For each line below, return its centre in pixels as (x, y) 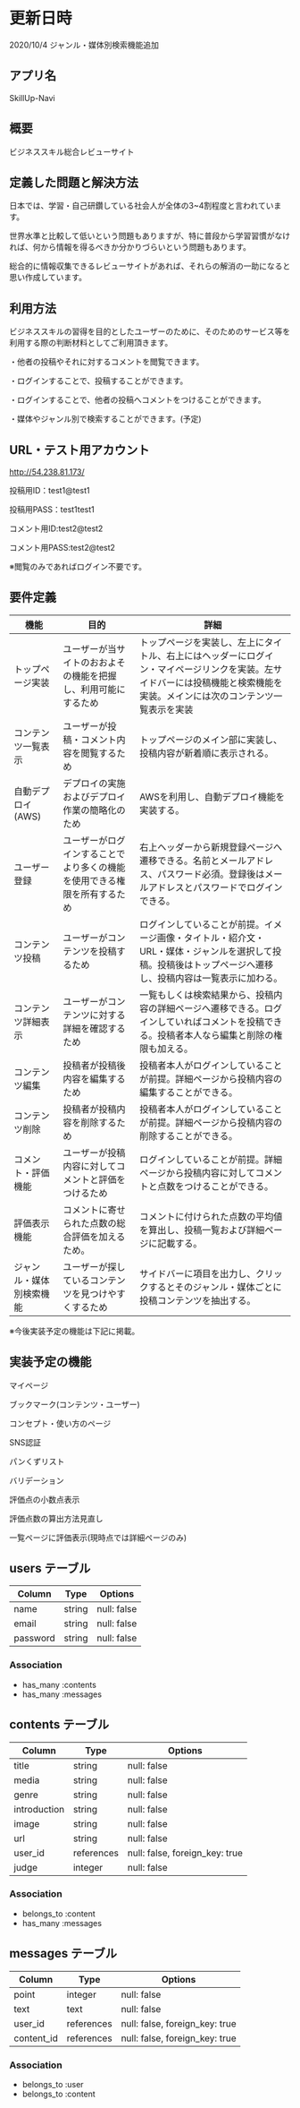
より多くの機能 (94, 867)
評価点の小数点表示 (45, 1499)
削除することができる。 (189, 1135)
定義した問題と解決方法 (74, 182)
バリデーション (37, 1480)
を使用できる (90, 880)
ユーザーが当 (90, 648)
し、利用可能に (95, 689)
